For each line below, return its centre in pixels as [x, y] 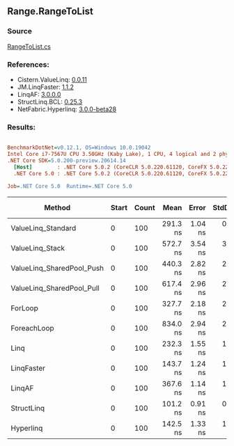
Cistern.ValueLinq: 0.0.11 [52, 79]
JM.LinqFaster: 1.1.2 [46, 87]
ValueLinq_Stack [38, 248]
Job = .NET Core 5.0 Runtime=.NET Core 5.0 [70, 186]
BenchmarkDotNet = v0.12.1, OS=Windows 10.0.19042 [79, 148]
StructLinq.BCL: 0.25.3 [50, 102]
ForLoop [24, 308]
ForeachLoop [32, 328]
